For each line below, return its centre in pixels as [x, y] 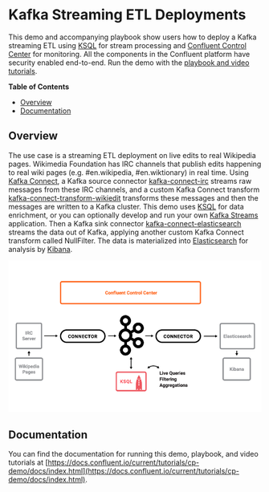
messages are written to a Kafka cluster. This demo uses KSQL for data [126, 206]
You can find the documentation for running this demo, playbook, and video [133, 453]
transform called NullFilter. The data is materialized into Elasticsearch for [128, 240]
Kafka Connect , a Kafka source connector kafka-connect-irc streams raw [130, 181]
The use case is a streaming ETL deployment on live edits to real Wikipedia [132, 155]
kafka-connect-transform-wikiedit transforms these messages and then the [134, 197]
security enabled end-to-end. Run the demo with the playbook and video [129, 63]
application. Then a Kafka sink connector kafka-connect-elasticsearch [125, 223]
